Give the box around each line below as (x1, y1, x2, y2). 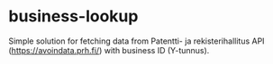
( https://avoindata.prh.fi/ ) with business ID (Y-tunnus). (8, 44, 210, 55)
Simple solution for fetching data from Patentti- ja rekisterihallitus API (8, 36, 265, 46)
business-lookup (8, 6, 139, 27)
